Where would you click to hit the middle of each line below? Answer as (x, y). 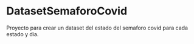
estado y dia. (23, 34)
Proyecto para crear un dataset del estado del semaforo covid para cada (97, 28)
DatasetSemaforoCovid (67, 11)
